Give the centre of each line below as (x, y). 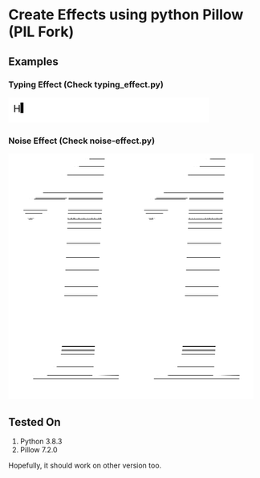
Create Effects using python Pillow (126, 15)
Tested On (35, 422)
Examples (33, 61)
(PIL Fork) (41, 32)
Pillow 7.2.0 (39, 449)
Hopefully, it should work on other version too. (85, 465)
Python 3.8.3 (41, 441)
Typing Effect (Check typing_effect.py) (86, 84)
